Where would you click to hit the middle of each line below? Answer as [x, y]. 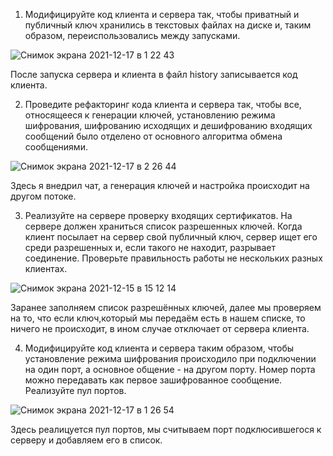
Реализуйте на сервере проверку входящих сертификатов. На [158, 215]
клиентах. [46, 268]
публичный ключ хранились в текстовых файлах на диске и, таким [168, 25]
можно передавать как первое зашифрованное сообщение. [153, 380]
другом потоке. [43, 196]
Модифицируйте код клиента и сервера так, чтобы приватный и [162, 14]
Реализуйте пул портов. [75, 390]
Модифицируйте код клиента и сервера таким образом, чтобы [159, 348]
